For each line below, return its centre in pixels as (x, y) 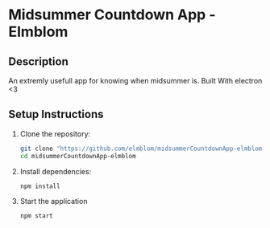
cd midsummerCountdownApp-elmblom (78, 156)
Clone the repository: (55, 133)
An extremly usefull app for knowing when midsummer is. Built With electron (135, 81)
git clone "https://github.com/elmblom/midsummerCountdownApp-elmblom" (143, 149)
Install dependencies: (56, 171)
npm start (37, 216)
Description (38, 61)
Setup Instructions (56, 114)
